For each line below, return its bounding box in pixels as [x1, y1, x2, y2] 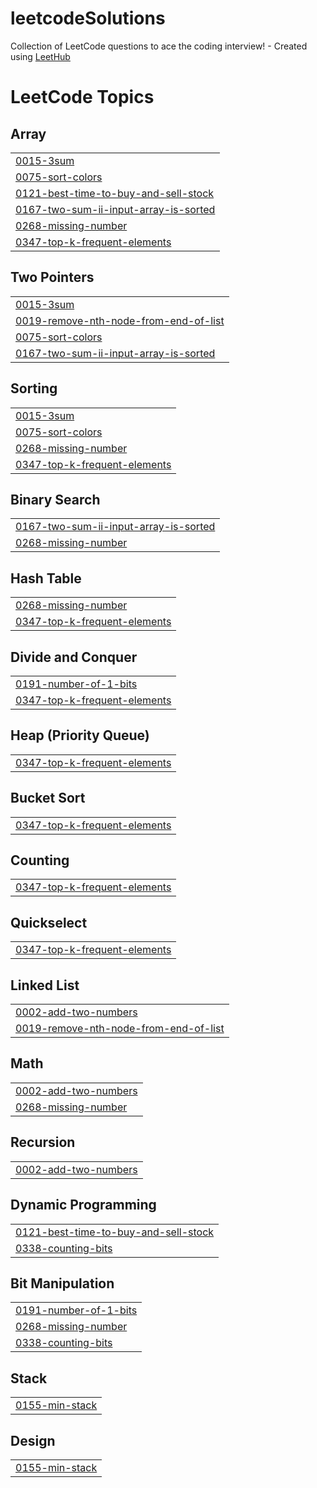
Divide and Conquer [10, 648, 138, 666]
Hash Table [10, 570, 82, 587]
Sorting [10, 380, 58, 397]
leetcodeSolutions [10, 7, 166, 30]
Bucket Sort [10, 790, 86, 807]
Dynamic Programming [10, 1197, 157, 1214]
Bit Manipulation [10, 1275, 115, 1292]
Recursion [10, 1134, 76, 1151]
